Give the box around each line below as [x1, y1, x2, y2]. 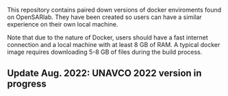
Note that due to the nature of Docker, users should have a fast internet [7, 33, 209, 42]
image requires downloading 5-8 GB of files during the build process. [7, 48, 203, 56]
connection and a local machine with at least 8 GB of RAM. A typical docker [7, 41, 220, 48]
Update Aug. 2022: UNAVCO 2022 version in [7, 67, 202, 79]
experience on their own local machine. [7, 20, 118, 28]
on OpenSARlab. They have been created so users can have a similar [7, 13, 202, 21]
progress [7, 78, 47, 90]
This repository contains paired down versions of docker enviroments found [7, 6, 222, 14]
